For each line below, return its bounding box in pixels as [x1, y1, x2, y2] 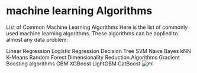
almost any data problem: [6, 36, 68, 43]
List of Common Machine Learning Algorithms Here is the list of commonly [6, 24, 188, 31]
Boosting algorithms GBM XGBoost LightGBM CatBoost [6, 60, 141, 67]
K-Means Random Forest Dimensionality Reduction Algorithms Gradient [6, 54, 180, 61]
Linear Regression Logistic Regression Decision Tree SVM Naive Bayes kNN [6, 47, 191, 54]
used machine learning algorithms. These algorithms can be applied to [6, 29, 179, 36]
